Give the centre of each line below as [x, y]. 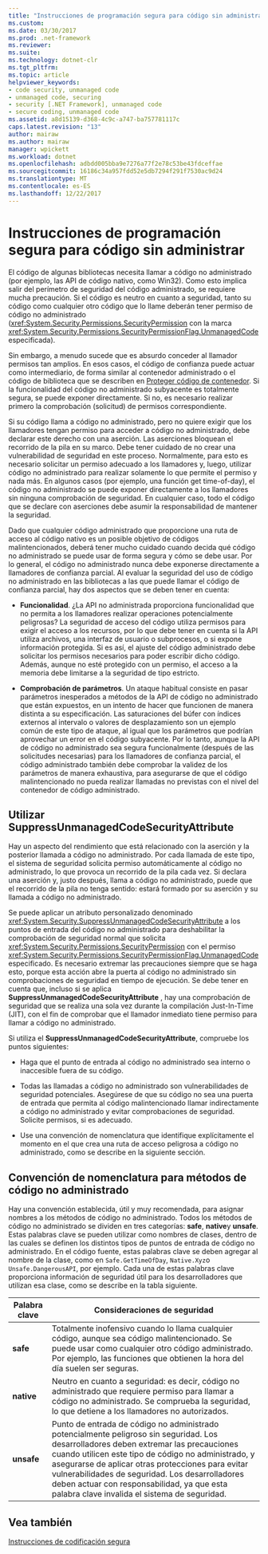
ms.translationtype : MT [48, 179]
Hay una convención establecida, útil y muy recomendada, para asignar [126, 1210]
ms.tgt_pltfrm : [33, 68]
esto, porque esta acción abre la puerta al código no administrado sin [122, 972]
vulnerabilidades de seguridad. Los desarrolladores [148, 1474]
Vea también [40, 1523]
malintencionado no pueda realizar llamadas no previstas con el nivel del [139, 781]
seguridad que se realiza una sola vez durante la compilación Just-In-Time [131, 1006]
